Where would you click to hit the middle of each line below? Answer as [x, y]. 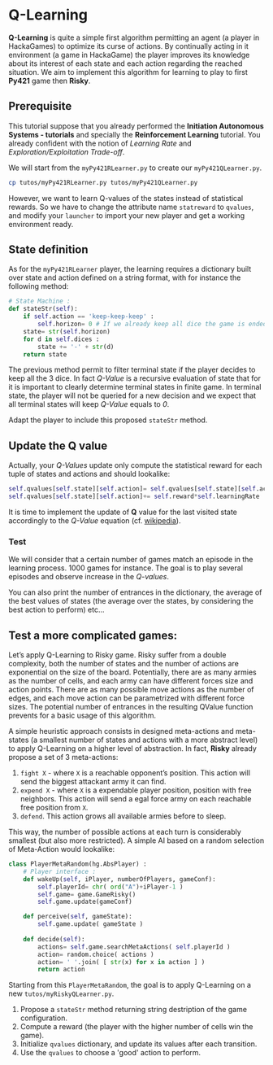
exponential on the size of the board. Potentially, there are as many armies [133, 672]
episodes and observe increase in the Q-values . [89, 577]
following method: [39, 286]
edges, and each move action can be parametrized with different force [127, 698]
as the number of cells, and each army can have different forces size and [131, 681]
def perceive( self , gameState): [78, 917]
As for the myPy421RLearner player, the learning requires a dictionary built [130, 269]
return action [61, 970]
